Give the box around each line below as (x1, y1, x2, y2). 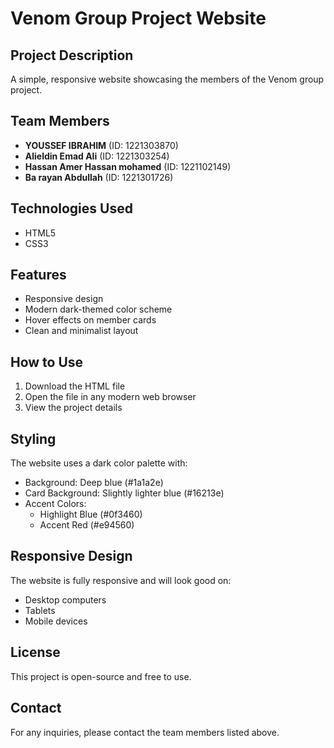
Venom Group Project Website (10, 7, 267, 30)
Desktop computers (24, 593, 107, 606)
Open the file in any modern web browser (24, 391, 197, 403)
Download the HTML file (24, 380, 126, 392)
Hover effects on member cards (24, 314, 157, 326)
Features (10, 267, 67, 284)
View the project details (24, 402, 123, 414)
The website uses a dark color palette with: (10, 457, 188, 469)
